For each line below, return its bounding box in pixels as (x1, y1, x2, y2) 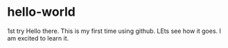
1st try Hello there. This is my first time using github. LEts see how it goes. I (7, 27, 222, 35)
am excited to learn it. (7, 34, 69, 42)
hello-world (7, 4, 76, 20)
